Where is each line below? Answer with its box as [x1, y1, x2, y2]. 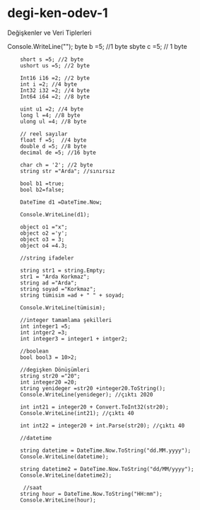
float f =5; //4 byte [20, 136, 87, 143]
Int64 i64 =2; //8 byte [20, 93, 90, 100]
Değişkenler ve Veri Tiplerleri [7, 28, 92, 37]
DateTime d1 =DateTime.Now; [20, 199, 102, 206]
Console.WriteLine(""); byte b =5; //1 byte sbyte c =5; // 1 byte [7, 42, 187, 50]
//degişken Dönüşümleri [20, 366, 90, 373]
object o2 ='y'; [20, 229, 69, 237]
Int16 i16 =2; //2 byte [20, 74, 90, 82]
